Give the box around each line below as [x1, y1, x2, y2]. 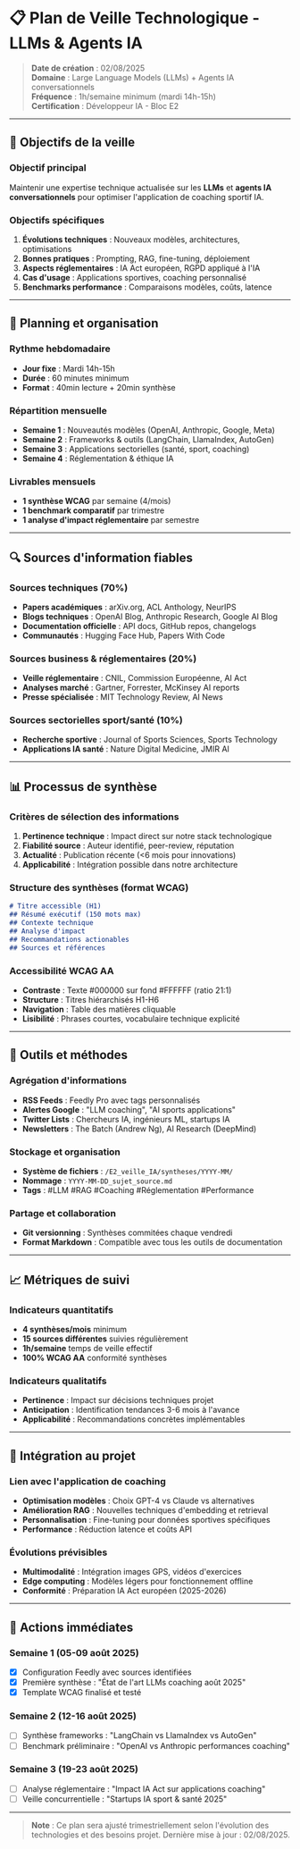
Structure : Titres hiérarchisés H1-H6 [21, 995, 159, 1005]
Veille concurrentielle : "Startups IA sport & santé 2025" [21, 1794, 228, 1804]
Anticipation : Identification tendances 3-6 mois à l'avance [21, 1405, 240, 1416]
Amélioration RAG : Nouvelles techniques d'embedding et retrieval [21, 1504, 269, 1516]
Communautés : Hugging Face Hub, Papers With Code [21, 630, 226, 641]
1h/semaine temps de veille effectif [21, 1342, 154, 1353]
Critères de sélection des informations [9, 811, 179, 823]
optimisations [21, 243, 72, 254]
